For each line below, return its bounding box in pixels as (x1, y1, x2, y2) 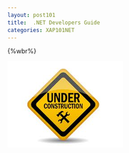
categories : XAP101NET (7, 26, 75, 33)
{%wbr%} (7, 47, 37, 56)
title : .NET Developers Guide (7, 19, 100, 26)
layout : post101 (7, 11, 56, 19)
